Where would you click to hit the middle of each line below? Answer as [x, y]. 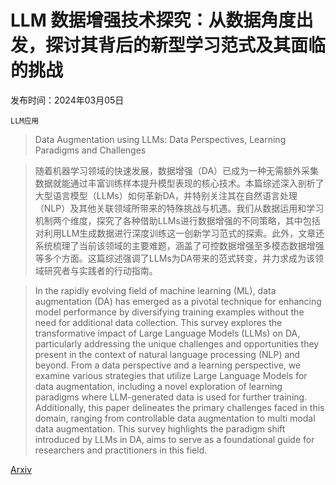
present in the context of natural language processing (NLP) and [167, 354]
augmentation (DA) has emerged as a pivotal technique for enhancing [178, 301]
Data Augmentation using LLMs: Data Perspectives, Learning [160, 139]
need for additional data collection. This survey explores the [158, 322]
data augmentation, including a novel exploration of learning [158, 386]
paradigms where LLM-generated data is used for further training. [171, 397]
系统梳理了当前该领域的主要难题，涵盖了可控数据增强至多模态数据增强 [179, 245]
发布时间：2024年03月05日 [67, 100]
